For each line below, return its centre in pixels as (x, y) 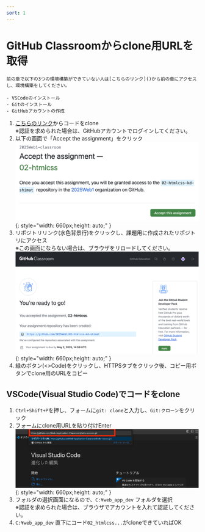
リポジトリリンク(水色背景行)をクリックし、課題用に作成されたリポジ (103, 233)
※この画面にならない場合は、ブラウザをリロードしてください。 (94, 248)
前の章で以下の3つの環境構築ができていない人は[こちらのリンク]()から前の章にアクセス (102, 79)
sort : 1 (16, 13)
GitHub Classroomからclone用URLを (100, 46)
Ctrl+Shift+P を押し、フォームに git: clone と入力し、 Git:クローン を (100, 410)
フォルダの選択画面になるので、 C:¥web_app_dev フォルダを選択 (94, 499)
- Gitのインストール (29, 104)
